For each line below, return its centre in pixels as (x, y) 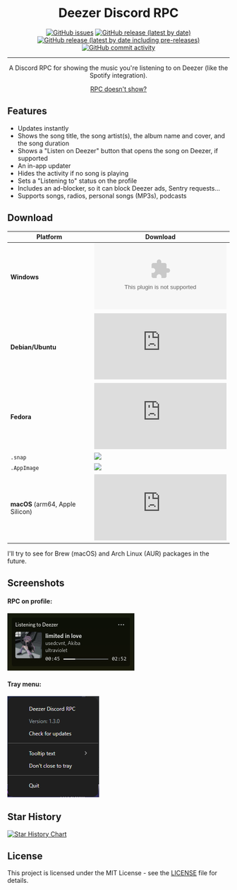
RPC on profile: (30, 601)
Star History (35, 817)
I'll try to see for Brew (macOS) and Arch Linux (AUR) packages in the (108, 554)
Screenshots (36, 583)
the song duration (43, 143)
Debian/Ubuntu (33, 347)
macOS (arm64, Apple (43, 504)
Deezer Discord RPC (119, 13)
